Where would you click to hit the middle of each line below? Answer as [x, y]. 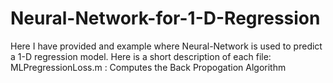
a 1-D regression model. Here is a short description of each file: [141, 56]
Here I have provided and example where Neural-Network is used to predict [166, 46]
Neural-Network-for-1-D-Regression [165, 18]
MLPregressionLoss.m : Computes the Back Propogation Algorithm [148, 67]
